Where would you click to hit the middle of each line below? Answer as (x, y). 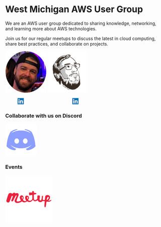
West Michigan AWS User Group (74, 9)
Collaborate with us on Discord (44, 116)
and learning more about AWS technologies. (51, 28)
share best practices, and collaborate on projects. (57, 43)
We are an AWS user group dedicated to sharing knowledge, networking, (81, 23)
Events (14, 167)
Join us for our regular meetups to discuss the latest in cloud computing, (80, 38)
